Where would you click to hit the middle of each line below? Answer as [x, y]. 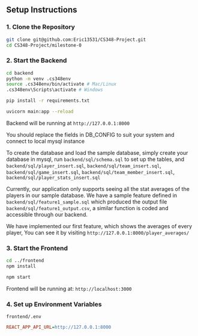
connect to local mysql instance [46, 141]
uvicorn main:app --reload [40, 112]
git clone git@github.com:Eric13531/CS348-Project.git [76, 39]
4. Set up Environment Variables [54, 304]
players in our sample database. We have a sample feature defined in [92, 195]
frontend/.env [24, 317]
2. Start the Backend [37, 61]
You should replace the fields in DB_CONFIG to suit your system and [90, 134]
